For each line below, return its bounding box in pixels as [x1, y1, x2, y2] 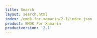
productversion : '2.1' [5, 26, 52, 31]
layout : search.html [5, 12, 48, 17]
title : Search [5, 7, 35, 12]
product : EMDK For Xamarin [5, 21, 61, 26]
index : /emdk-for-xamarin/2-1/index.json [5, 16, 93, 21]
